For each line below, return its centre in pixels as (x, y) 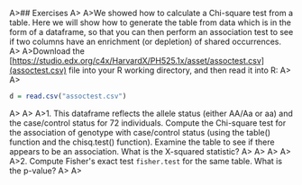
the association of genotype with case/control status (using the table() (140, 132)
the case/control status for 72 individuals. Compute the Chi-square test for (148, 123)
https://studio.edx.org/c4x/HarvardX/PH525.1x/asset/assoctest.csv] (138, 61)
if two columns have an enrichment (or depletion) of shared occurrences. (146, 41)
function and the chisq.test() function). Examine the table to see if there (142, 142)
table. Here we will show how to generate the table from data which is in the (150, 22)
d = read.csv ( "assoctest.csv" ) (68, 96)
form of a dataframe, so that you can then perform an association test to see (151, 32)
